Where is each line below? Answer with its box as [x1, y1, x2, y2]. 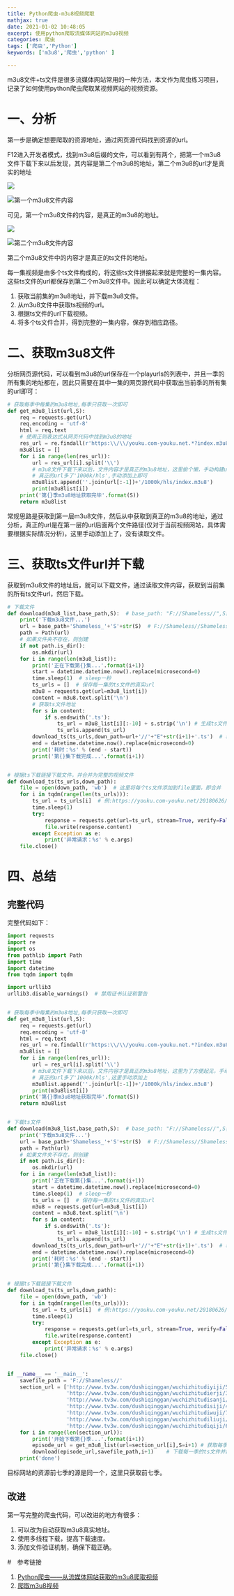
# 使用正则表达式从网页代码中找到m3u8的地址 [19, 434, 132, 441]
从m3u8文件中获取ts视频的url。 [17, 300, 108, 309]
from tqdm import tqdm [7, 972, 73, 979]
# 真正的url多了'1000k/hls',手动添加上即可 [32, 472, 148, 479]
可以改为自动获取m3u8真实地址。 [17, 1525, 114, 1534]
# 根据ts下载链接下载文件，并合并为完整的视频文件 [7, 771, 134, 779]
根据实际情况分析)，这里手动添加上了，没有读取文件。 [13, 529, 169, 538]
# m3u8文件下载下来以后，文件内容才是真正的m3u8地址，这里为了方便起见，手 [32, 1067, 224, 1074]
